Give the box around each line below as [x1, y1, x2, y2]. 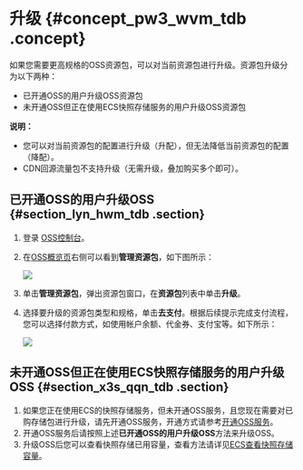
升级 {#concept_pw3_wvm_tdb [9, 8, 247, 29]
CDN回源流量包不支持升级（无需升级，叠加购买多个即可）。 [22, 163, 243, 174]
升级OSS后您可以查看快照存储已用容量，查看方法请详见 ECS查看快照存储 [22, 438, 294, 450]
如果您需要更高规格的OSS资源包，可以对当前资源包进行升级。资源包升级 [9, 59, 280, 70]
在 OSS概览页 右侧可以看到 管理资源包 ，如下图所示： [22, 251, 215, 262]
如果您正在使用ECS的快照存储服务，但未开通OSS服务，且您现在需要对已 [22, 405, 294, 415]
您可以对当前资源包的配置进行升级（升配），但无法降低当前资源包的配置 [22, 140, 289, 151]
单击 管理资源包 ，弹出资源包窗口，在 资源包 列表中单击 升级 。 [22, 287, 246, 298]
